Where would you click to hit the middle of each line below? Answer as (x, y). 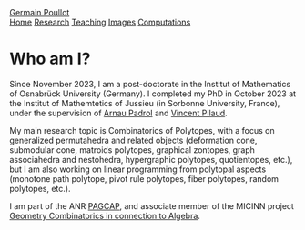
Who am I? (50, 59)
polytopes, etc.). (40, 188)
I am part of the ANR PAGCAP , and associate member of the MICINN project (152, 205)
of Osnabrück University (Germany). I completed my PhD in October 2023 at (153, 94)
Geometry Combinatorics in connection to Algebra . (105, 215)
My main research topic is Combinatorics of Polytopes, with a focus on (142, 130)
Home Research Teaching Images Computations (100, 22)
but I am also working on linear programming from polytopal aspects (138, 169)
